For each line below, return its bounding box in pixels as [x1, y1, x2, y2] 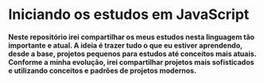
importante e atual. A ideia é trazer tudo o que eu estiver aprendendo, [8, 40, 243, 50]
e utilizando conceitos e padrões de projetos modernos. [8, 66, 197, 75]
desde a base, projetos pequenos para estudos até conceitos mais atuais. [8, 49, 257, 58]
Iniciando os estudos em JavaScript [8, 6, 250, 24]
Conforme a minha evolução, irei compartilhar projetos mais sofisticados [8, 57, 254, 66]
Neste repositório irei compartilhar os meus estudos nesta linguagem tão [8, 32, 255, 41]
